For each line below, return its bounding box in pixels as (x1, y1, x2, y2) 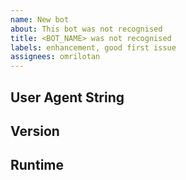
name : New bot (10, 14, 70, 25)
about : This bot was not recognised (10, 24, 163, 34)
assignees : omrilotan (10, 52, 101, 62)
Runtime (10, 157, 64, 174)
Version (10, 122, 60, 140)
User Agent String (10, 89, 125, 106)
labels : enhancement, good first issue (10, 42, 177, 53)
